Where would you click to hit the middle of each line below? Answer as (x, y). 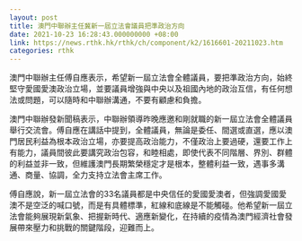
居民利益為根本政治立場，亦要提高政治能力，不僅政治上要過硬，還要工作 (151, 142)
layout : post (34, 17)
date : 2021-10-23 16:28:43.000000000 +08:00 (94, 34)
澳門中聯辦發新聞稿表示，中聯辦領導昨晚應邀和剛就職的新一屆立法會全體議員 (151, 119)
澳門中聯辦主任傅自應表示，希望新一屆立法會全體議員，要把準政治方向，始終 (151, 78)
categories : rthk (42, 51)
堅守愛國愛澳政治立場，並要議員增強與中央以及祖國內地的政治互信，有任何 (147, 89)
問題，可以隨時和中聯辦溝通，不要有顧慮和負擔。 (115, 100)
